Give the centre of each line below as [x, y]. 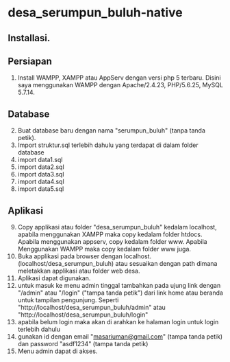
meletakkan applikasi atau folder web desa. [79, 271]
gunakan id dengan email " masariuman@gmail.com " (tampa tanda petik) [120, 337]
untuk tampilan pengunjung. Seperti [68, 300]
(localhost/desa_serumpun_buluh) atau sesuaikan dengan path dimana [117, 264]
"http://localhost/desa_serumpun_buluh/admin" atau [92, 308]
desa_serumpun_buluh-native [95, 13]
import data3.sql [41, 174]
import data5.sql [41, 189]
